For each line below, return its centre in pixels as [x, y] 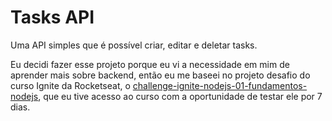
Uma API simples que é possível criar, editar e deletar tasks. [134, 45]
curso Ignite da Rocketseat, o [70, 85]
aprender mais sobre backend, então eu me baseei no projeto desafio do [160, 75]
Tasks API [52, 17]
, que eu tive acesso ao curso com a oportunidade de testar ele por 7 [180, 96]
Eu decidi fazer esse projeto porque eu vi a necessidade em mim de [150, 64]
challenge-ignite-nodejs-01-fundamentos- [220, 85]
